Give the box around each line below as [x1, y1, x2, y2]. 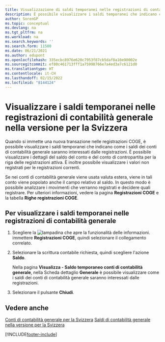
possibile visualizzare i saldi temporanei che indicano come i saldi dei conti [5, 143, 157, 150]
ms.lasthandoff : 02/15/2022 [5, 76, 63, 80]
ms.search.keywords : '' [5, 39, 54, 44]
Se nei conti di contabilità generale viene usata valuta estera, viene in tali [5, 174, 152, 180]
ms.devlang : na [5, 26, 36, 30]
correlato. [12, 240, 32, 246]
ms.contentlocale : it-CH [5, 71, 56, 76]
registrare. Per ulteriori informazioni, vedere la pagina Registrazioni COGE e [5, 189, 159, 195]
